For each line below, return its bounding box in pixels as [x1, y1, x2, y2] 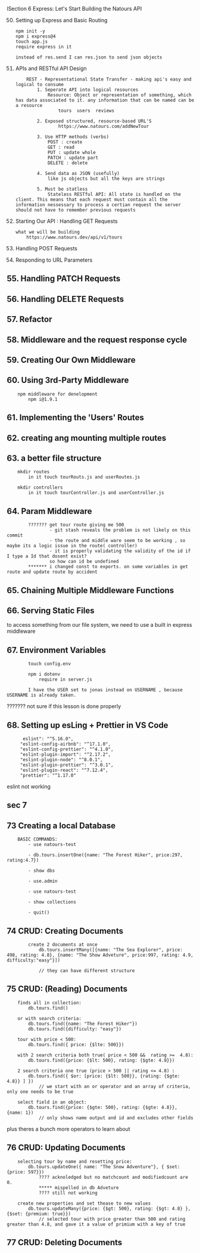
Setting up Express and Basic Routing [15, 17, 108, 23]
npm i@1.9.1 [28, 396, 58, 402]
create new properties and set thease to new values [17, 1200, 151, 1206]
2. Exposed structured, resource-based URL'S [37, 118, 152, 124]
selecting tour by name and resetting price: [17, 1159, 133, 1165]
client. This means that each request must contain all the [15, 197, 168, 203]
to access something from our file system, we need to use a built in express [7, 621, 192, 629]
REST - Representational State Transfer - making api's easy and [26, 76, 192, 82]
